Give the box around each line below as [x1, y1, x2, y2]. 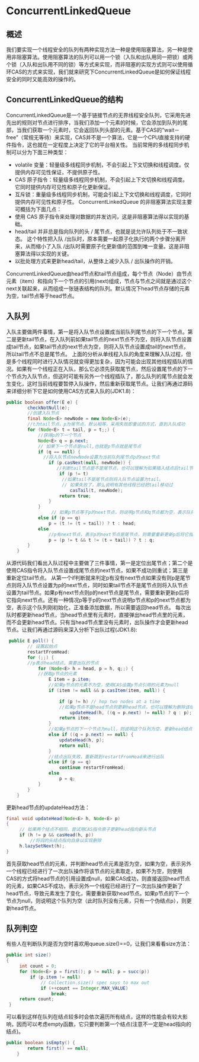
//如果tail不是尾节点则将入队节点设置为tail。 [62, 476, 164, 482]
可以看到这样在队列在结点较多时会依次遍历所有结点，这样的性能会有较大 [6, 1013, 182, 1021]
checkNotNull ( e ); [27, 405, 70, 411]
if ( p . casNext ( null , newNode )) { [48, 460, 131, 466]
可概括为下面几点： [14, 206, 62, 213]
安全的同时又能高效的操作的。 [6, 76, 79, 82]
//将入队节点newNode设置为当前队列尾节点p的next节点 [43, 455, 160, 460]
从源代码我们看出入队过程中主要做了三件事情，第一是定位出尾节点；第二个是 [6, 559, 193, 567]
